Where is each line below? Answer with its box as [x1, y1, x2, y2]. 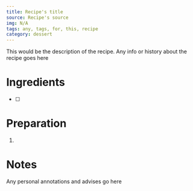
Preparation [6, 117, 67, 131]
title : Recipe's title [6, 8, 63, 15]
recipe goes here [6, 54, 49, 62]
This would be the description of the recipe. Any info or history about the [6, 48, 188, 55]
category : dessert [6, 31, 52, 37]
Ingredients [6, 76, 65, 89]
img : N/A [6, 20, 28, 26]
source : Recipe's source [6, 15, 69, 21]
